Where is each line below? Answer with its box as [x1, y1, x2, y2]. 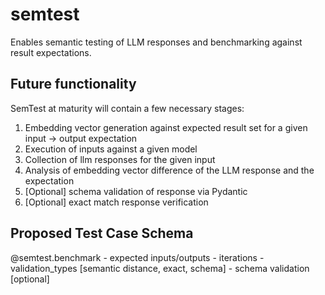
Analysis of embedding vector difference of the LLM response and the [24, 164, 315, 176]
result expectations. [10, 46, 92, 58]
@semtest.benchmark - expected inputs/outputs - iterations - [10, 251, 265, 263]
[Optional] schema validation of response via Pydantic [24, 185, 248, 197]
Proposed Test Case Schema [10, 225, 194, 242]
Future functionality [10, 76, 137, 93]
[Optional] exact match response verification [24, 196, 209, 208]
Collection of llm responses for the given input [24, 153, 216, 165]
